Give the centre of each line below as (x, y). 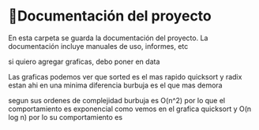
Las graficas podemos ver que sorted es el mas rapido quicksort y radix (125, 76)
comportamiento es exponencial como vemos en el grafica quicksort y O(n (130, 109)
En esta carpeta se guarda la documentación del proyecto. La (108, 38)
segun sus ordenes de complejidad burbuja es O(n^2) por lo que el (117, 100)
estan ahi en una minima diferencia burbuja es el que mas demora (115, 85)
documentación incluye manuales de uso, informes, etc (98, 46)
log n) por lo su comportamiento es (66, 117)
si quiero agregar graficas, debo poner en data (84, 61)
